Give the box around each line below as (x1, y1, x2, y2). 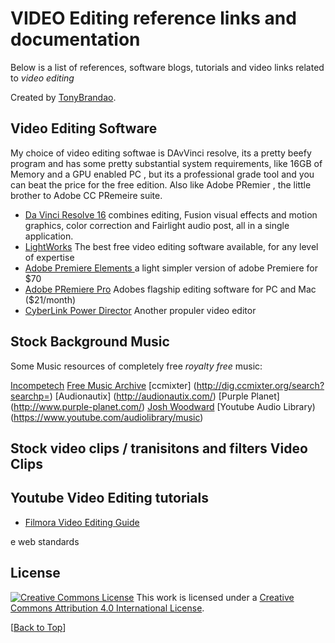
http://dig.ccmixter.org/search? (196, 379, 325, 391)
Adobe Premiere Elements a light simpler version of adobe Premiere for (24, 262, 318, 274)
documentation (10, 28, 141, 51)
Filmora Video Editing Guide (24, 516, 140, 528)
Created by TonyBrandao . (10, 91, 117, 103)
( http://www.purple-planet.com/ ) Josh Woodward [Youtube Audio (10, 400, 282, 412)
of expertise (24, 251, 75, 263)
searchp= (10, 390, 50, 402)
